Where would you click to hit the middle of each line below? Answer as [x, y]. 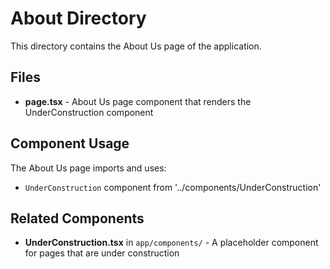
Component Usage [70, 143]
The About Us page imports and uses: [88, 168]
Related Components [77, 218]
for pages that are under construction [102, 253]
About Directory [78, 18]
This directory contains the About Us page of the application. [136, 46]
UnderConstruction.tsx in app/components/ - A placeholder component [171, 243]
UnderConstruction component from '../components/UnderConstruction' [173, 187]
